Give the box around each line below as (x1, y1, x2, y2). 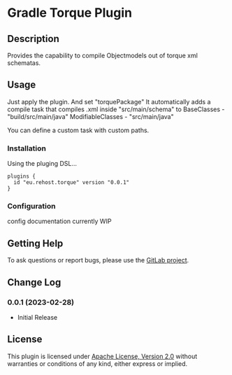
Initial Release (17, 313, 58, 321)
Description (7, 33, 59, 45)
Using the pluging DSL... (7, 160, 78, 168)
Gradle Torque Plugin (7, 5, 133, 21)
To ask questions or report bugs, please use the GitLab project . (7, 256, 189, 264)
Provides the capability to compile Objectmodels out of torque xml (7, 51, 198, 59)
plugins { (7, 173, 36, 180)
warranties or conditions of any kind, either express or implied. (7, 359, 188, 368)
